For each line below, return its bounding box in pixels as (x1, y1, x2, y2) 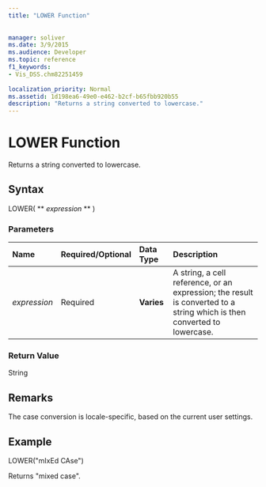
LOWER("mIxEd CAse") (8, 456, 85, 466)
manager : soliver (8, 33, 66, 42)
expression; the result (173, 287, 253, 298)
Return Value (8, 350, 59, 361)
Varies (139, 297, 165, 308)
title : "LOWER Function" (8, 11, 90, 20)
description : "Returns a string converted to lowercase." (8, 100, 203, 108)
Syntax (8, 183, 44, 196)
